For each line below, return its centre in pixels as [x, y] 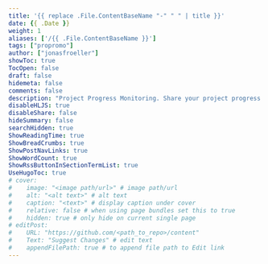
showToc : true [32, 61]
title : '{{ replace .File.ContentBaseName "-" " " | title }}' [117, 16]
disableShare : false [43, 113]
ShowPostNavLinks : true [48, 151]
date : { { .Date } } [39, 23]
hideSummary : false [41, 121]
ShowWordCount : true [43, 158]
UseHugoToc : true [37, 173]
